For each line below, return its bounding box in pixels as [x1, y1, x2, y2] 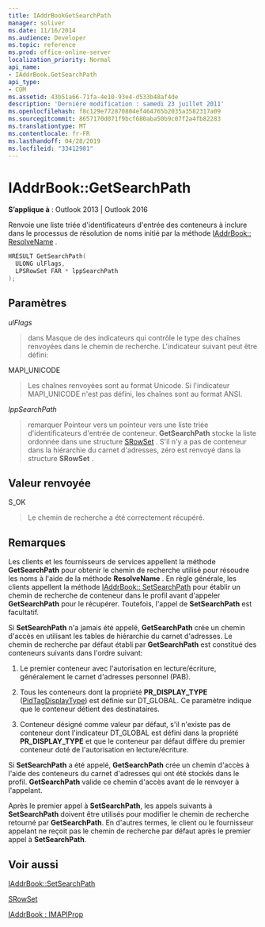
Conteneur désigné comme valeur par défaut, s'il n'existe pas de [19, 720, 231, 729]
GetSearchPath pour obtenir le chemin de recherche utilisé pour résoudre [8, 565, 250, 575]
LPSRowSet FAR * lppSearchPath [15, 267, 119, 275]
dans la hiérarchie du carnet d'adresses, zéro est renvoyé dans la [27, 445, 241, 455]
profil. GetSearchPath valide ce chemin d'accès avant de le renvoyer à [8, 777, 240, 787]
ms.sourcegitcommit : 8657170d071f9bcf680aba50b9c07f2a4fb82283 [8, 115, 221, 123]
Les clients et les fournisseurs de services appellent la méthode [8, 557, 216, 567]
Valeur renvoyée [8, 477, 91, 490]
